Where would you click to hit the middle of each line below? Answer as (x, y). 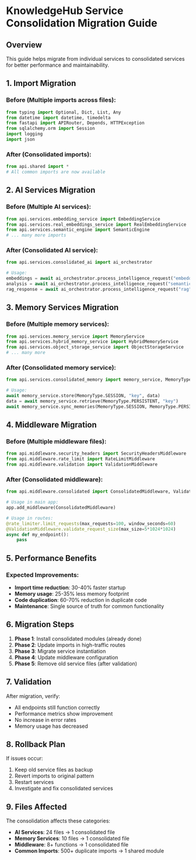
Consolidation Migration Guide (82, 23)
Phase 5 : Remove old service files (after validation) (76, 663)
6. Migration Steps (40, 625)
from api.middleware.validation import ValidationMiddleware (82, 465)
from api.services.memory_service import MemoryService (75, 336)
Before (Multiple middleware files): (56, 442)
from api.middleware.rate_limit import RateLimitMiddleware (81, 459)
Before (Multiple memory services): (58, 324)
